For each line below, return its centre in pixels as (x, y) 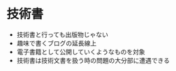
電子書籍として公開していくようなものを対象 (81, 52)
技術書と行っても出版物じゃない (63, 34)
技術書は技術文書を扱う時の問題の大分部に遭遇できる (93, 60)
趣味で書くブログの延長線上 (57, 43)
